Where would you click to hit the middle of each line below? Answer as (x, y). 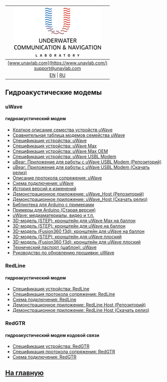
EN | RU (57, 75)
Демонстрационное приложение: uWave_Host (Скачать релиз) (80, 200)
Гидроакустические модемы (53, 92)
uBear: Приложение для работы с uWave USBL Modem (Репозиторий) (87, 162)
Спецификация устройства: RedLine (51, 289)
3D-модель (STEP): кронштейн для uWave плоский (67, 237)
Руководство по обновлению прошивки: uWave (63, 253)
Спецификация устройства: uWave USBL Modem (64, 157)
